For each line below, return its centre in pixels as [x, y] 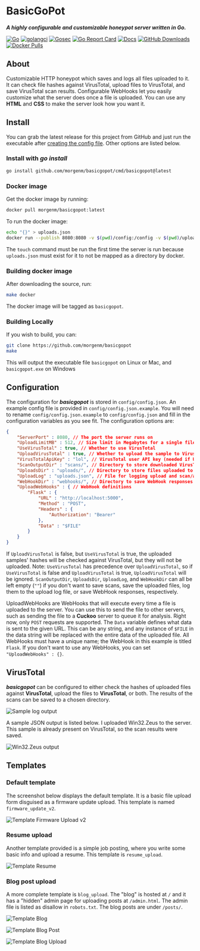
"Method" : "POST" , [62, 504]
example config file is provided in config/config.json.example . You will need [100, 408]
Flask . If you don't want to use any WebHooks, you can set [78, 648]
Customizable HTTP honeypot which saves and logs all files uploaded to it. [98, 78]
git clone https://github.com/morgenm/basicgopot [69, 346]
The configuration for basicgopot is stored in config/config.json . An [91, 402]
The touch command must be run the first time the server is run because [95, 249]
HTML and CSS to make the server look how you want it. [76, 104]
